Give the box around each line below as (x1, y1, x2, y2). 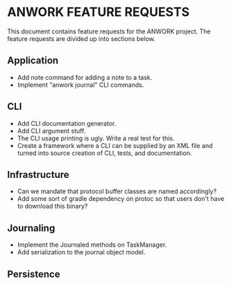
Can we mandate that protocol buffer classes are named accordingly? (17, 187, 217, 195)
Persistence (7, 268, 60, 280)
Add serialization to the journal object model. (17, 248, 146, 256)
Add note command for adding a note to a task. (17, 73, 153, 81)
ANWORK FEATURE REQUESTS (7, 4, 190, 20)
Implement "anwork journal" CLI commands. (17, 81, 144, 89)
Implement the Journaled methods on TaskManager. (17, 241, 167, 249)
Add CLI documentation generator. (17, 119, 117, 127)
